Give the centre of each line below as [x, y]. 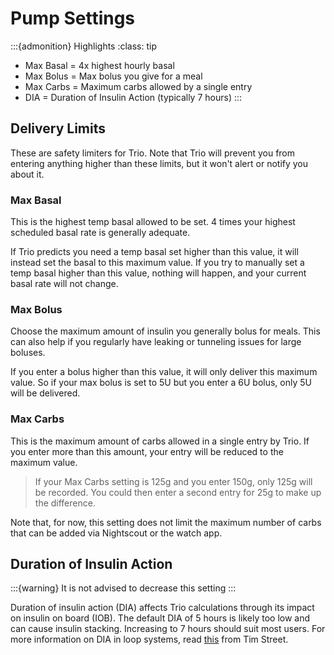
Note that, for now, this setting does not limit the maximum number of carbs [166, 522]
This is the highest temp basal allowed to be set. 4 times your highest [153, 222]
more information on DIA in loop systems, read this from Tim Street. [149, 639]
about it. [27, 174]
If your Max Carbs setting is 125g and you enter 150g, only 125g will [173, 481]
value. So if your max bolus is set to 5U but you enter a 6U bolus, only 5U [161, 383]
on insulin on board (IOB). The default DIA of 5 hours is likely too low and [160, 618]
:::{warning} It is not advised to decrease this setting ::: [123, 588]
